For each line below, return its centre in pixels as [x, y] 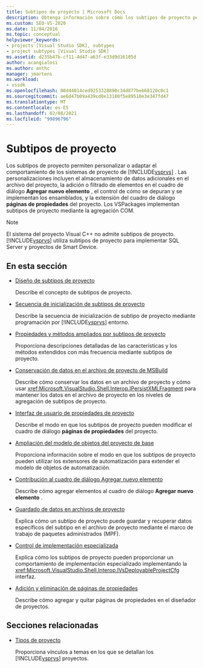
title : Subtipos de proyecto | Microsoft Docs [66, 12]
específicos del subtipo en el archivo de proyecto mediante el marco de [104, 527]
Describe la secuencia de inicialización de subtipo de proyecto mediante [105, 316]
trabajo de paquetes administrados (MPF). [68, 534]
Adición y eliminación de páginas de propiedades [76, 588]
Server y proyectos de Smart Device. [52, 247]
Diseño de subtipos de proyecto [55, 280]
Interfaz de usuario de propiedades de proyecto [75, 413]
